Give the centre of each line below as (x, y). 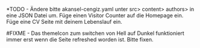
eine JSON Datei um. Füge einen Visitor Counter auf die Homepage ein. (95, 15)
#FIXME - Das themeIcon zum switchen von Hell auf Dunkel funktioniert (95, 33)
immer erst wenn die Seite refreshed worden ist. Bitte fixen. (80, 39)
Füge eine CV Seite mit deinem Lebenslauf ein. (64, 22)
